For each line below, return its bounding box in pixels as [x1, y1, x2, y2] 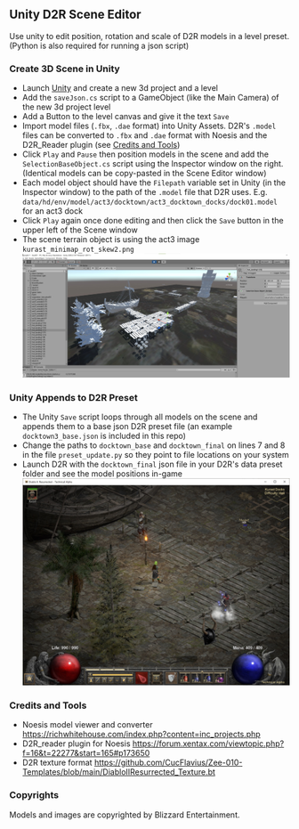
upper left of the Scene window [21, 224, 138, 235]
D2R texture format [21, 757, 93, 768]
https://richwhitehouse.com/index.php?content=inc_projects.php [21, 729, 261, 740]
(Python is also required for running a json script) [9, 40, 190, 51]
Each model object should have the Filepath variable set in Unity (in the [21, 177, 287, 188]
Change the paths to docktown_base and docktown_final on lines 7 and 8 [21, 440, 286, 451]
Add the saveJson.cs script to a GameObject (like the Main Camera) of [21, 93, 279, 103]
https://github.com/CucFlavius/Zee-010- [93, 757, 243, 768]
